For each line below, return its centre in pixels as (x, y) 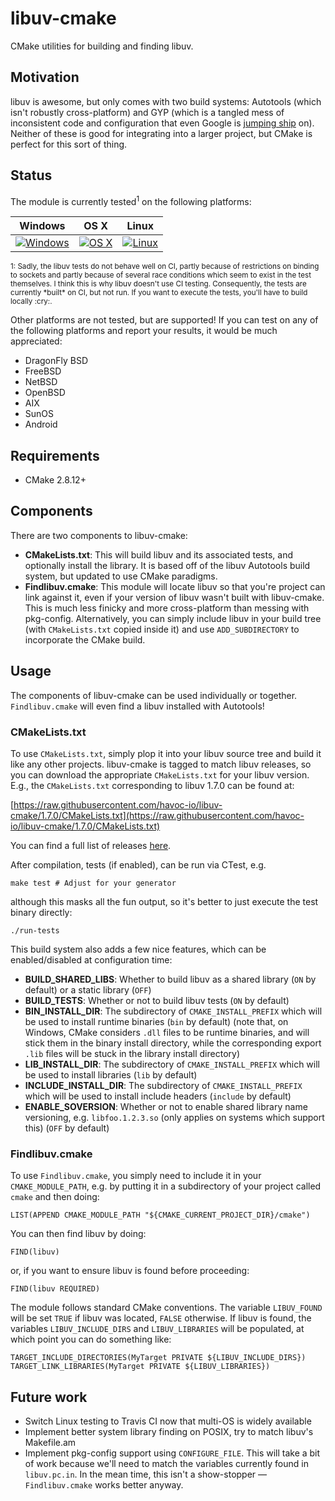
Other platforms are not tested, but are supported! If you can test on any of (164, 320)
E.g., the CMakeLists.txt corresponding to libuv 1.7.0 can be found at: (152, 785)
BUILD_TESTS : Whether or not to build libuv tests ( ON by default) (157, 1000)
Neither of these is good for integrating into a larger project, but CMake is (161, 133)
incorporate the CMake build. (85, 639)
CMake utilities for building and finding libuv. (102, 46)
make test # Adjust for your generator (93, 883)
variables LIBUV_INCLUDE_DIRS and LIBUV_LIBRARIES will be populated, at (157, 1329)
